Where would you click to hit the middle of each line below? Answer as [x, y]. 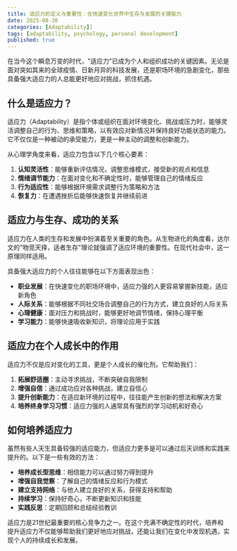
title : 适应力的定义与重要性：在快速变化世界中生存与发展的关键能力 [95, 14]
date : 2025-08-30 [33, 20]
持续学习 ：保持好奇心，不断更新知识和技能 [79, 499]
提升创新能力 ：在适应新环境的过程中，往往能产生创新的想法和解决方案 [120, 397]
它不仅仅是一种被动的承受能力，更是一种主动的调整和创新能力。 [100, 139]
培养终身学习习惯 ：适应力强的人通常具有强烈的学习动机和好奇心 [110, 405]
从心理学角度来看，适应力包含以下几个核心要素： [78, 154]
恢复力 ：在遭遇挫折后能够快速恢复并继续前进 [83, 196]
